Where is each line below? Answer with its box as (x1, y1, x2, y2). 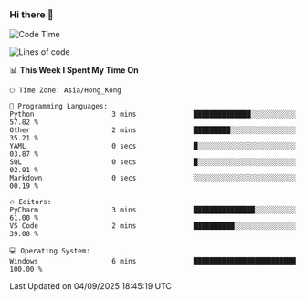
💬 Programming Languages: (9, 102, 108, 111)
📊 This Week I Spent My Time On (9, 65, 139, 76)
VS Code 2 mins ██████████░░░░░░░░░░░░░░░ (9, 222, 297, 231)
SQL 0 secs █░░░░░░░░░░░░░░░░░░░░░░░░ (9, 158, 297, 167)
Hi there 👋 (9, 8, 55, 21)
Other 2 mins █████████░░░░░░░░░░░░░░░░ (9, 126, 297, 135)
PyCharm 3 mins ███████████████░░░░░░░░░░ (9, 205, 297, 215)
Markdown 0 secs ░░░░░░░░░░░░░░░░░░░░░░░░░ (9, 173, 297, 183)
